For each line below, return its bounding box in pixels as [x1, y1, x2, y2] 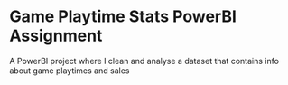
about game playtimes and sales [9, 65, 130, 76]
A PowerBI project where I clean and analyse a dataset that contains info [9, 55, 280, 66]
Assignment [9, 25, 103, 46]
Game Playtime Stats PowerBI [9, 6, 237, 27]
